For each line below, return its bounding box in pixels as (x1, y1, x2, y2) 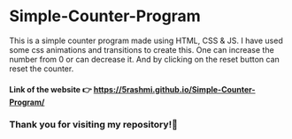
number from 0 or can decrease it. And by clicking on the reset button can (9, 54, 280, 64)
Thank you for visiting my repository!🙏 (9, 119, 179, 131)
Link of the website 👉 (9, 84, 93, 94)
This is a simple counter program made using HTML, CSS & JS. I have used (9, 35, 283, 46)
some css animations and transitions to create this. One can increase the (9, 44, 274, 55)
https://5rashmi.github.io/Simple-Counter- (93, 84, 256, 94)
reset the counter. (9, 63, 74, 74)
